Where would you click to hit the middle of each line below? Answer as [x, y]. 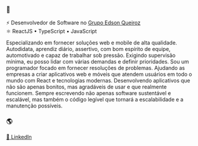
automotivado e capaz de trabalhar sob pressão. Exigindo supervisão [91, 55]
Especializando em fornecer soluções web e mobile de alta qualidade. [92, 43]
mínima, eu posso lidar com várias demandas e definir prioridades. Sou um [98, 62]
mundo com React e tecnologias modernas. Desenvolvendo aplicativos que [98, 81]
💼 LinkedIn [19, 137]
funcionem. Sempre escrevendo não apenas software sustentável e [89, 93]
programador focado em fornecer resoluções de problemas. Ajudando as [95, 68]
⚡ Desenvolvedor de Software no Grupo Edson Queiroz [74, 23]
